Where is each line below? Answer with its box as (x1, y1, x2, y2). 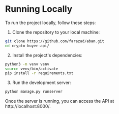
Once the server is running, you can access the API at (5, 98, 114, 104)
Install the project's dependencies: (12, 52, 83, 58)
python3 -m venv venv (5, 61, 50, 67)
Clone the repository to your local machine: (12, 29, 100, 35)
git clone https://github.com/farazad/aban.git (5, 38, 105, 44)
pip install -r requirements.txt (5, 71, 74, 76)
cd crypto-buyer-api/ (5, 43, 50, 48)
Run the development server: (12, 80, 71, 85)
